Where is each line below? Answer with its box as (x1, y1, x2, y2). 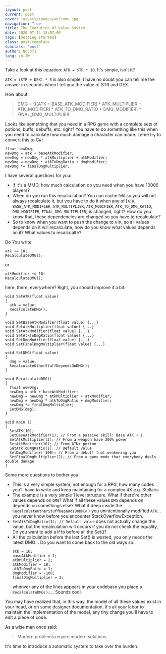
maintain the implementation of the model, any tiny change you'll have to (5, 609, 154, 615)
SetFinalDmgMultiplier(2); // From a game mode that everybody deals (9, 455, 156, 460)
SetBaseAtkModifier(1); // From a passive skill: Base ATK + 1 (9, 433, 143, 438)
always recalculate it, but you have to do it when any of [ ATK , (12, 198, 136, 204)
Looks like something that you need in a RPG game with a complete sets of (5, 121, 158, 127)
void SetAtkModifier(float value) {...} (5, 329, 90, 334)
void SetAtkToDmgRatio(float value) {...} (5, 333, 94, 338)
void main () (5, 420, 32, 425)
